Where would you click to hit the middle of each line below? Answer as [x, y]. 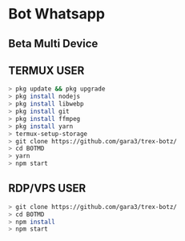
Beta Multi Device [53, 44]
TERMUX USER [46, 70]
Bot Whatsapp [57, 14]
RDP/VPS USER [47, 189]
